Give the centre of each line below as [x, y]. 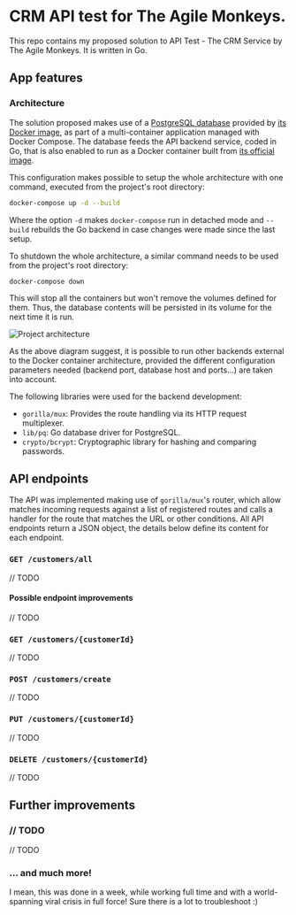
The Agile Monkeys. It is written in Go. [78, 50]
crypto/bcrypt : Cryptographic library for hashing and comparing [139, 442]
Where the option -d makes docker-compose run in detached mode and [137, 219]
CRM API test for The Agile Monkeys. [148, 16]
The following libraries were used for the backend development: [125, 396]
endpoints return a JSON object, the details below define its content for [139, 528]
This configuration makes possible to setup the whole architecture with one [146, 177]
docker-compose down [47, 281]
